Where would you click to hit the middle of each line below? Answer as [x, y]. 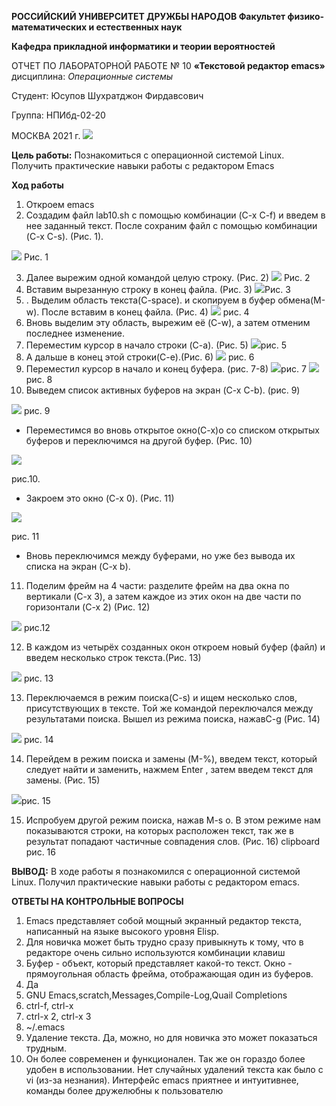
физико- [306, 16]
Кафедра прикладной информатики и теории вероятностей [143, 46]
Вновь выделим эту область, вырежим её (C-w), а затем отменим [168, 322]
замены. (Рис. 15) [63, 780]
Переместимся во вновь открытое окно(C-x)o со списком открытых [172, 430]
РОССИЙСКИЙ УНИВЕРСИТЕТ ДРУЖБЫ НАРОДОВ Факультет [148, 16]
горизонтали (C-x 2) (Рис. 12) [88, 607]
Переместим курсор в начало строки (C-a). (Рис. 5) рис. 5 [156, 345]
